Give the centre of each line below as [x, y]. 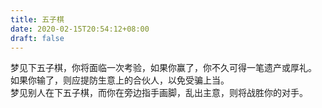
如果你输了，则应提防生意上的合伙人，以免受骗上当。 [120, 80]
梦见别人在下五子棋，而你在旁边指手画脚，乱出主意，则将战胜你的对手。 [159, 93]
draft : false [37, 38]
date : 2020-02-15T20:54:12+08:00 [80, 29]
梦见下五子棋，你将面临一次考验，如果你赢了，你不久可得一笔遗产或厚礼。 [163, 68]
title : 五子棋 [37, 19]
